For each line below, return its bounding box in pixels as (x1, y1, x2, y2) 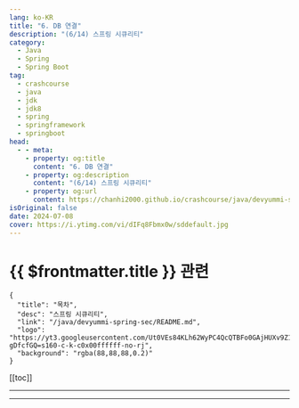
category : (9, 37, 46, 47)
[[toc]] (9, 372, 33, 383)
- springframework (17, 121, 86, 130)
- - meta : (17, 145, 53, 154)
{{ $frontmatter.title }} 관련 (9, 261, 209, 282)
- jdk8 (17, 104, 42, 113)
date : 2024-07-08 (9, 211, 74, 221)
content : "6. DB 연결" (32, 162, 114, 171)
